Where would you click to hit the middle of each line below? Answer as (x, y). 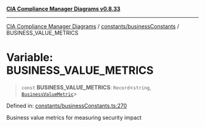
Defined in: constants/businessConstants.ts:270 (67, 106)
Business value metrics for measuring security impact (74, 117)
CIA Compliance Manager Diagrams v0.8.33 (63, 9)
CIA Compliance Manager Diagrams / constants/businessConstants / (93, 26)
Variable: (30, 58)
